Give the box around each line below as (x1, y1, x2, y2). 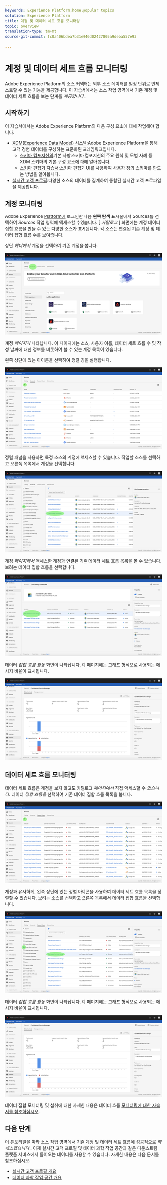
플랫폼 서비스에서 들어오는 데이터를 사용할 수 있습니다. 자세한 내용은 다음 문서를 (5, 1151, 159, 1157)
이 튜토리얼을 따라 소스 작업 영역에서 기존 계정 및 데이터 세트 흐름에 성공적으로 (5, 1139, 157, 1145)
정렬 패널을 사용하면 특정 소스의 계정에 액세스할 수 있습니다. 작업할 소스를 (5, 454, 147, 460)
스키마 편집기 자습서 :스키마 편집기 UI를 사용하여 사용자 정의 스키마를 (19, 165, 152, 171)
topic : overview (5, 24, 39, 29)
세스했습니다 (5, 1145, 30, 1151)
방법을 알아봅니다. (25, 171, 60, 177)
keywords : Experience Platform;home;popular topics (5, 8, 114, 13)
